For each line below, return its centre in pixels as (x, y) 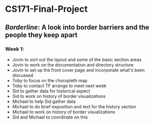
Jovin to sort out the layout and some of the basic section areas (77, 60)
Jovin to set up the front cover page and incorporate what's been (78, 70)
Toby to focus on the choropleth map (50, 80)
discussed (23, 75)
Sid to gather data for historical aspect (51, 91)
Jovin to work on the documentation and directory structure (73, 64)
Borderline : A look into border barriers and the (77, 27)
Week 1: (15, 49)
